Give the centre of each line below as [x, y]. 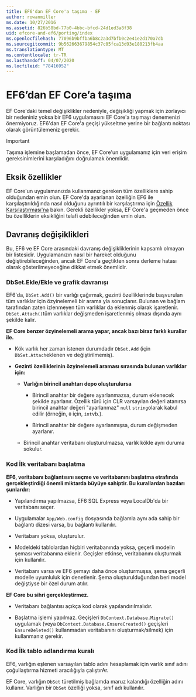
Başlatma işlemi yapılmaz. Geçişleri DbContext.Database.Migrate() [94, 617]
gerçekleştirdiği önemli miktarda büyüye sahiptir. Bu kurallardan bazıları [96, 483]
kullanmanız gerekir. [39, 636]
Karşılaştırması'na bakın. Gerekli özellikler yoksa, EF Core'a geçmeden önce [97, 210]
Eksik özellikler [34, 177]
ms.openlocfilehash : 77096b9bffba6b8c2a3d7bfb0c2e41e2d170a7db [85, 39]
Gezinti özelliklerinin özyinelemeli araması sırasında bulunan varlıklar [101, 366]
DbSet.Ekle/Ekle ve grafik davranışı [57, 282]
